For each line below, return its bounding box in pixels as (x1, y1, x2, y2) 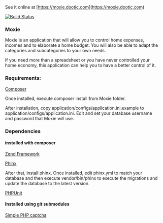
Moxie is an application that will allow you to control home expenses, (5, 37, 144, 43)
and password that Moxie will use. (5, 115, 74, 121)
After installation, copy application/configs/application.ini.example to (5, 105, 144, 111)
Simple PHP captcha (5, 212, 47, 218)
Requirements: (5, 75, 41, 82)
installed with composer (5, 140, 56, 146)
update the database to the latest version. (5, 180, 90, 186)
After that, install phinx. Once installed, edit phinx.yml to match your (5, 170, 143, 176)
